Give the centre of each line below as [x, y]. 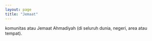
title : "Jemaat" [22, 14]
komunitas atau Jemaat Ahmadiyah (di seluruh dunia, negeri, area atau [76, 28]
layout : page [18, 10]
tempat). [14, 33]
